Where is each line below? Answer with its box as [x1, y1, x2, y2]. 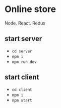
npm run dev [11, 59, 37, 64]
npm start [11, 97, 33, 103]
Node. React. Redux [4, 20, 46, 26]
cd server [11, 48, 33, 53]
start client [4, 73, 39, 81]
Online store [4, 3, 57, 15]
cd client [11, 87, 33, 92]
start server [4, 34, 42, 43]
